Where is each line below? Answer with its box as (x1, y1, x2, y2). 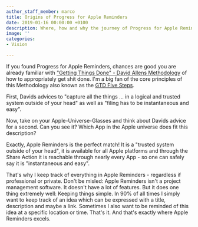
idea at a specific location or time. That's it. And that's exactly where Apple (6, 209, 189, 216)
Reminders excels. (6, 215, 51, 222)
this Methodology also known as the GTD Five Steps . (6, 81, 134, 88)
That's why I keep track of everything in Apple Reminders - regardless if (6, 171, 181, 178)
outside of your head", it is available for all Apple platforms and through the (6, 147, 189, 154)
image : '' (6, 31, 31, 37)
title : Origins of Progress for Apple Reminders (6, 14, 128, 20)
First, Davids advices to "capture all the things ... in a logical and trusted (6, 93, 181, 100)
